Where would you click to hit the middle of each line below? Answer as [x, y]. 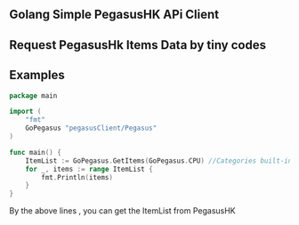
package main [33, 96]
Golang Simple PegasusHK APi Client [114, 15]
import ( [25, 112]
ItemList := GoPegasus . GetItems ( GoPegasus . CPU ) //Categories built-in [159, 161]
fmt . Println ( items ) [77, 177]
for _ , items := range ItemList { [89, 169]
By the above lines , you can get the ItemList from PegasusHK [122, 211]
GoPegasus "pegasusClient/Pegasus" [91, 128]
